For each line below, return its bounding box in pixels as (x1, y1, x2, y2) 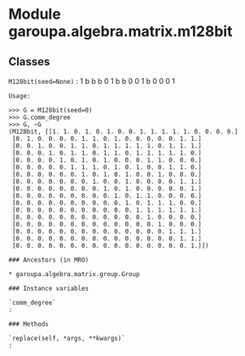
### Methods (8, 320, 49, 328)
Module (8, 5, 61, 24)
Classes (8, 55, 50, 68)
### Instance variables (8, 284, 90, 292)
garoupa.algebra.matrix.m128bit (8, 22, 233, 41)
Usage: (8, 92, 31, 100)
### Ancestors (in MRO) (8, 256, 90, 264)
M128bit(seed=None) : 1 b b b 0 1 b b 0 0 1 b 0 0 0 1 (8, 77, 176, 86)
